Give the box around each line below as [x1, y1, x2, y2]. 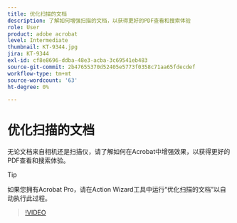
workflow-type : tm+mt [7, 70, 72, 77]
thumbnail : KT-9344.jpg [7, 43, 78, 51]
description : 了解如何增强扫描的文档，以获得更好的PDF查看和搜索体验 [7, 17, 191, 24]
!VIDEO [24, 208, 46, 217]
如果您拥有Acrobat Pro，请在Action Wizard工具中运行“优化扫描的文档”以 [7, 185, 221, 194]
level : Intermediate [7, 37, 69, 44]
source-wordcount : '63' [7, 76, 78, 84]
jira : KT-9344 [7, 51, 50, 58]
